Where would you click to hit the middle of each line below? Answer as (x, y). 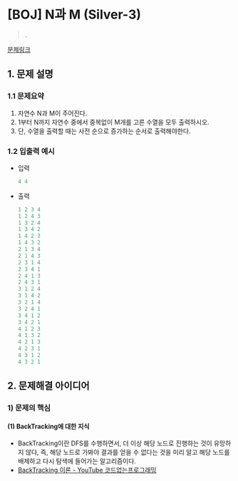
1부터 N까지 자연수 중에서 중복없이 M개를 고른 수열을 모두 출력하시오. (113, 122)
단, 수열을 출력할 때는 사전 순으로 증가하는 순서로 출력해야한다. (104, 131)
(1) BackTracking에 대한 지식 (48, 426)
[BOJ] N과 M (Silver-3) (74, 15)
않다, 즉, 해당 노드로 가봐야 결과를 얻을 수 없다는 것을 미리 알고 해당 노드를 (128, 452)
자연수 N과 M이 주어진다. (52, 113)
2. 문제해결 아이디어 (49, 386)
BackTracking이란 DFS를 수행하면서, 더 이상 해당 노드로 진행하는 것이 (115, 443)
